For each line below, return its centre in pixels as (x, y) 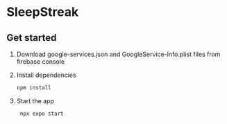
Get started (32, 38)
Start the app (35, 100)
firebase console (41, 62)
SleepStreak (43, 12)
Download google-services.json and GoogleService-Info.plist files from (118, 54)
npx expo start (42, 114)
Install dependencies (47, 75)
